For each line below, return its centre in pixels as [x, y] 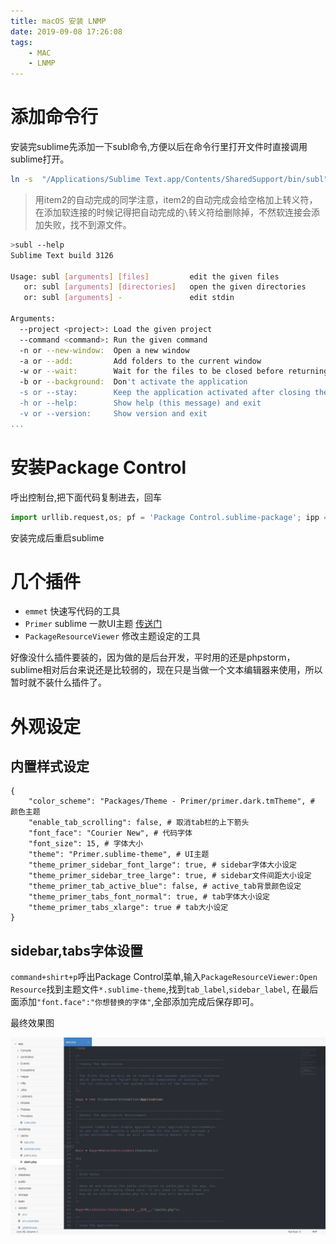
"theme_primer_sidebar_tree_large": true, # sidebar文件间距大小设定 [170, 876]
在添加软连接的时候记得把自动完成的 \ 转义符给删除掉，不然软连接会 [173, 212]
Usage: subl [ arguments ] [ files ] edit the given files [145, 276]
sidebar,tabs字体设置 [77, 950]
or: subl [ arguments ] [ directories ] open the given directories [165, 287]
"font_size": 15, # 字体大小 [86, 844]
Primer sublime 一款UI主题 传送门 [93, 624]
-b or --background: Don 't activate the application [133, 382]
